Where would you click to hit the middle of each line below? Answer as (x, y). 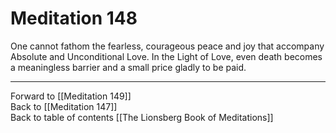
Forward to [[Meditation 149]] (71, 96)
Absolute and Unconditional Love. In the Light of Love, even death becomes (166, 56)
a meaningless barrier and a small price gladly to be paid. (128, 67)
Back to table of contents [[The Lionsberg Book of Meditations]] (142, 117)
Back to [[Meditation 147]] (64, 106)
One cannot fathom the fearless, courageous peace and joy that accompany (167, 46)
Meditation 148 (74, 18)
